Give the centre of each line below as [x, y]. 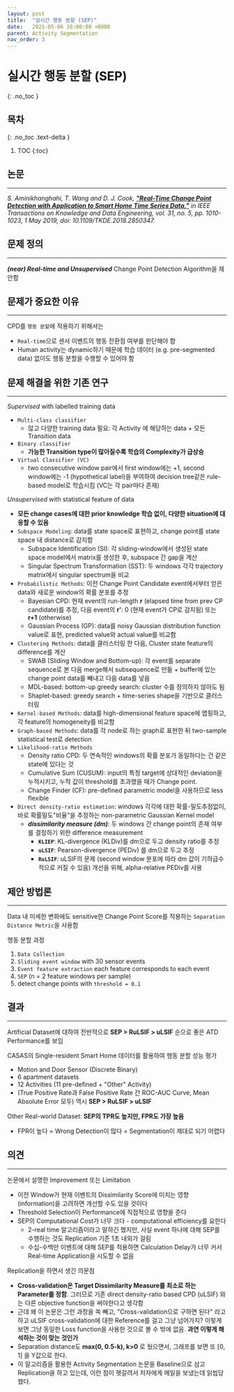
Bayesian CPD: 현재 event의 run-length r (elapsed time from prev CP [125, 601]
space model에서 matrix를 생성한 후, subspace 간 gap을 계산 [112, 557]
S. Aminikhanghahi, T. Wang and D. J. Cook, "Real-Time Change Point [109, 198]
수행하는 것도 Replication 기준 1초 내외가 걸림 [89, 1238]
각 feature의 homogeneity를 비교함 [66, 722]
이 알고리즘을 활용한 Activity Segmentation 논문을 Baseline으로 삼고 [111, 1364]
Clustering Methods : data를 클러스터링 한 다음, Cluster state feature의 [115, 644]
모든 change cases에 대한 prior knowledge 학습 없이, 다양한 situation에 [118, 514]
